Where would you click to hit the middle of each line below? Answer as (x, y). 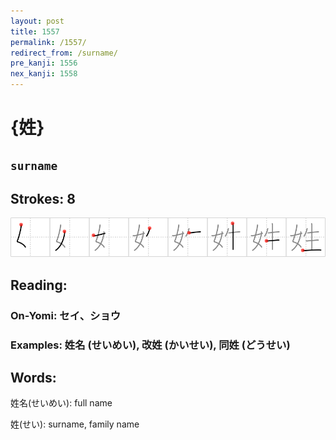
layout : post (37, 21)
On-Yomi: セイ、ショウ (66, 315)
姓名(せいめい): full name (61, 403)
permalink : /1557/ (48, 42)
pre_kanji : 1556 (44, 63)
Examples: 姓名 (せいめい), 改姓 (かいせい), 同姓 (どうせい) (150, 345)
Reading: (39, 285)
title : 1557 (35, 31)
